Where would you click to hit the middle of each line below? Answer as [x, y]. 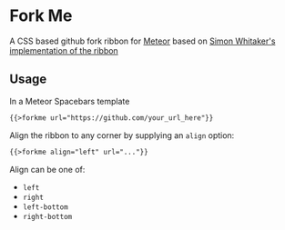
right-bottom [47, 216]
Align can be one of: [47, 169]
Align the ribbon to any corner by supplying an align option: [122, 135]
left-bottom [45, 207]
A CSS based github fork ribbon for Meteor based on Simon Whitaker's [142, 41]
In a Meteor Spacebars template [70, 101]
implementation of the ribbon [64, 50]
